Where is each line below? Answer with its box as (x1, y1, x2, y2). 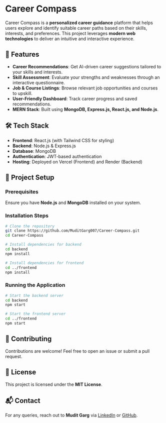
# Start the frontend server (5, 311, 66, 316)
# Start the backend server (5, 293, 64, 298)
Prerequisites (5, 188, 38, 195)
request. (5, 353, 22, 359)
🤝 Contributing (5, 335, 52, 343)
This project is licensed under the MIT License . (5, 381, 102, 387)
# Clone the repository (5, 224, 55, 229)
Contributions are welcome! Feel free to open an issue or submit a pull (5, 348, 150, 354)
